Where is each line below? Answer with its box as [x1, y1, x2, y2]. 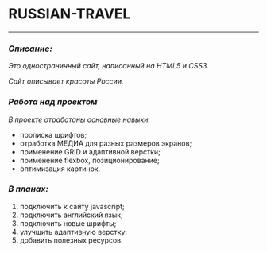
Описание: [8, 43, 53, 54]
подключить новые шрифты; [19, 218, 117, 228]
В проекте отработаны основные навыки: [8, 115, 151, 124]
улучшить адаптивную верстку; [19, 227, 128, 236]
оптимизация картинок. [19, 164, 101, 173]
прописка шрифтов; [19, 130, 87, 139]
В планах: [8, 184, 49, 195]
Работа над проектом [8, 96, 98, 107]
